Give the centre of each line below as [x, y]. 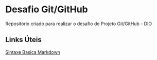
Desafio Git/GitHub [47, 9]
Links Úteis [24, 40]
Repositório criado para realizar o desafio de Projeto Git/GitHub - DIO [79, 24]
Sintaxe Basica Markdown [33, 52]
